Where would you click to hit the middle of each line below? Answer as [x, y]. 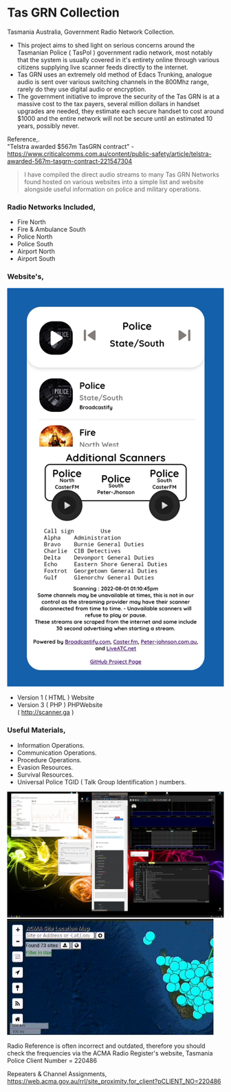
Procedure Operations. [49, 760]
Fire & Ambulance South [51, 230]
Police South [35, 244]
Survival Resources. [45, 775]
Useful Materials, [36, 731]
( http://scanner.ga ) [45, 713]
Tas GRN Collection [64, 13]
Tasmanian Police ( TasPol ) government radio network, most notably [115, 52]
